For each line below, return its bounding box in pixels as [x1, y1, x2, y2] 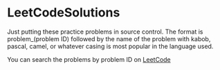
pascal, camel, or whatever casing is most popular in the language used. [7, 42, 214, 50]
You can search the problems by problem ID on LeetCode [7, 55, 171, 63]
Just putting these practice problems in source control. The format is [7, 27, 203, 36]
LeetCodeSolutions [7, 5, 120, 21]
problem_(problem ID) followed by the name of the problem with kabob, [7, 34, 211, 43]
